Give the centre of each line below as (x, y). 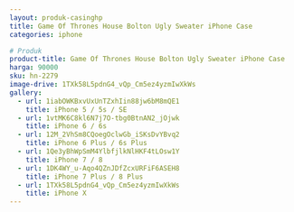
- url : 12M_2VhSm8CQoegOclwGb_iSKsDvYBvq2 (99, 135)
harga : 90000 (34, 68)
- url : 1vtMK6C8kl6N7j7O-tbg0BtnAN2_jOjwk (99, 118)
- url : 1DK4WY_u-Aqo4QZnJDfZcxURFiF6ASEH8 (99, 168)
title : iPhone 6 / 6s (66, 126)
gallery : (26, 92)
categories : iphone (46, 34)
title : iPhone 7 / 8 (64, 160)
